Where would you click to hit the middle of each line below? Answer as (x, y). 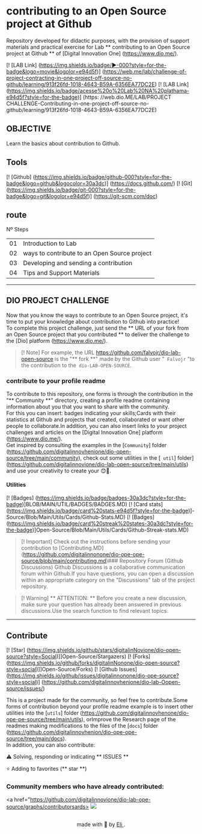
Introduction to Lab (50, 243)
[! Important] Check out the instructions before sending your (96, 542)
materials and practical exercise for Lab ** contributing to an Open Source (98, 47)
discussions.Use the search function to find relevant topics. (94, 611)
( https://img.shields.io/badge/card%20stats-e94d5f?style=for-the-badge (97, 511)
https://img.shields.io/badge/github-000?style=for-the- (103, 177)
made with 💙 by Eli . (101, 824)
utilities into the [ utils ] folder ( (44, 713)
